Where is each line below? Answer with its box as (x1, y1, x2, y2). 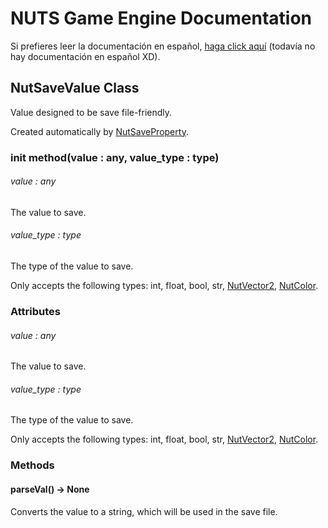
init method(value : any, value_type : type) (10, 150, 220, 164)
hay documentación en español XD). (10, 50, 161, 62)
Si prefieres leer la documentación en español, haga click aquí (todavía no (10, 40, 316, 52)
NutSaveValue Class (10, 80, 140, 97)
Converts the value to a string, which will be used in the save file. (10, 505, 278, 517)
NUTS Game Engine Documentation (10, 7, 312, 30)
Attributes (10, 305, 61, 318)
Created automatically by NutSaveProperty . (10, 125, 189, 137)
